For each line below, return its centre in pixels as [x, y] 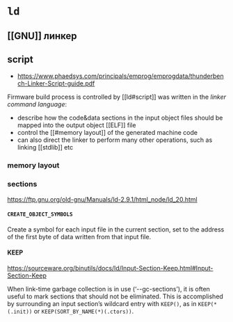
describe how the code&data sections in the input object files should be [120, 118]
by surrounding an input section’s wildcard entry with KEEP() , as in [102, 304]
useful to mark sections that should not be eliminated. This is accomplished [115, 296]
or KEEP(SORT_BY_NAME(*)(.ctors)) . [84, 312]
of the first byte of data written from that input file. [79, 236]
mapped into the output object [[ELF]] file [77, 125]
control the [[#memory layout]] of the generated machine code [107, 133]
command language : [37, 104]
